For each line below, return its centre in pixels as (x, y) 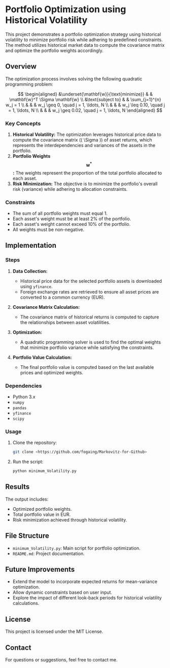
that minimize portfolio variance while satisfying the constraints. (87, 347)
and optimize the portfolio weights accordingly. (55, 50)
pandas (20, 408)
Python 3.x (24, 397)
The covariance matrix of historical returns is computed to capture (90, 317)
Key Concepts (23, 123)
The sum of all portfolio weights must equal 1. (60, 213)
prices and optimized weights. (52, 372)
